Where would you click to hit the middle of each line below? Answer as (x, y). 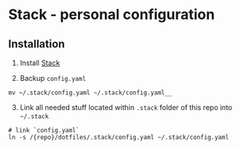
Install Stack (40, 63)
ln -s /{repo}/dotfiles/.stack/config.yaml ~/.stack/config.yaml (118, 137)
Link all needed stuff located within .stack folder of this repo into (126, 107)
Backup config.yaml (53, 78)
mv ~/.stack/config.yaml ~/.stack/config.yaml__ (90, 93)
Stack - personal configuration (112, 15)
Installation (37, 44)
